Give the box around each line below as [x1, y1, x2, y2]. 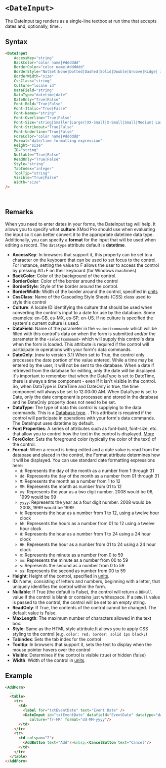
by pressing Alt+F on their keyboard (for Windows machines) [12, 267, 137, 273]
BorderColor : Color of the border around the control [12, 278, 119, 284]
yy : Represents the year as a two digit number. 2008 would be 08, [19, 488, 154, 494]
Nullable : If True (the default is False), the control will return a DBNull [12, 589, 153, 594]
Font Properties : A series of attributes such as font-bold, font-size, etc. [12, 425, 158, 431]
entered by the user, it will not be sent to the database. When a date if [12, 362, 155, 368]
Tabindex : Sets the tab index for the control [12, 636, 101, 642]
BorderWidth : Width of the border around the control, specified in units [12, 289, 158, 295]
